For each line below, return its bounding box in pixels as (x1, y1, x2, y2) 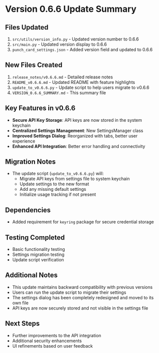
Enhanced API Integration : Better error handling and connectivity (12, 143, 145, 149)
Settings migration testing (12, 251, 65, 257)
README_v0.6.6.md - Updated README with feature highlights (12, 79, 135, 85)
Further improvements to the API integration (12, 332, 101, 338)
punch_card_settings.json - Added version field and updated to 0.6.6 (12, 47, 153, 52)
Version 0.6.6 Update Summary (5, 3, 137, 15)
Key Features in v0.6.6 (5, 104, 76, 112)
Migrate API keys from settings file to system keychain (19, 176, 130, 182)
